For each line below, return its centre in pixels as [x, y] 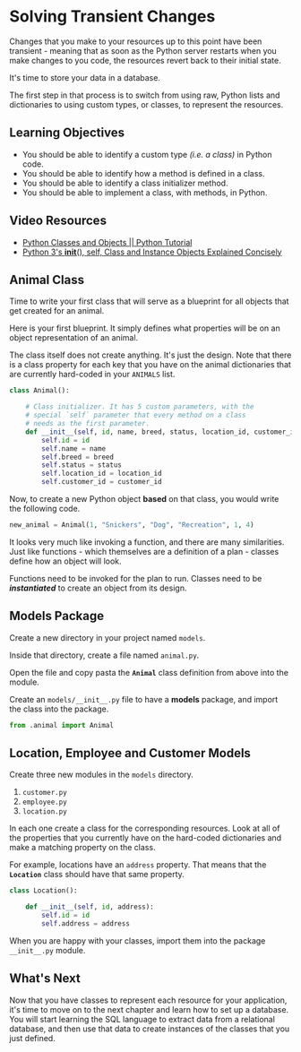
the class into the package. [59, 709]
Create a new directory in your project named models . [107, 637]
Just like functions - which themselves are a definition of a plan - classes [144, 551]
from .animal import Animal [62, 725]
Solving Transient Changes [112, 17]
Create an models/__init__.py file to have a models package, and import [144, 699]
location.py [44, 812]
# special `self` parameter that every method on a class [136, 415]
